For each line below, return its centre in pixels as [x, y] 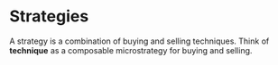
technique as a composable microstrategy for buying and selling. [131, 50]
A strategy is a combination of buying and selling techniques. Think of [139, 41]
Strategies [49, 16]
